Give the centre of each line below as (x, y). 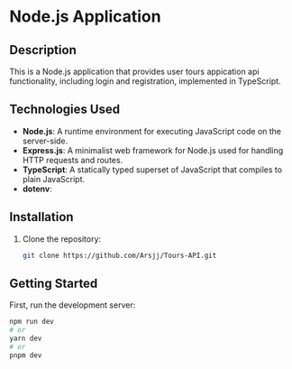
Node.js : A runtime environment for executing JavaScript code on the (152, 131)
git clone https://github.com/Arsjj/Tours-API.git (119, 255)
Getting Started (54, 283)
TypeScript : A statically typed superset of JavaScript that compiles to (152, 170)
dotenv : (37, 189)
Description (43, 50)
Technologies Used (64, 110)
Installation (41, 217)
